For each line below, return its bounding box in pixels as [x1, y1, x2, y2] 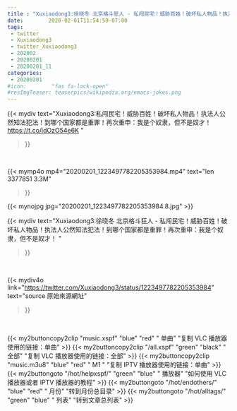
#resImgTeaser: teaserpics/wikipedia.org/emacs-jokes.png [7, 89, 181, 96]
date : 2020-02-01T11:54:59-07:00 [7, 17, 128, 24]
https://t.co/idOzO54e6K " [7, 126, 84, 135]
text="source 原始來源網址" [7, 292, 87, 300]
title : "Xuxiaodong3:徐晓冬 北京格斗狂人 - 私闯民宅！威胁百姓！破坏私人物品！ [7, 10, 224, 18]
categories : [7, 69, 42, 76]
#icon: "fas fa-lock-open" [7, 83, 109, 90]
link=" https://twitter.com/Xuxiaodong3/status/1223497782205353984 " [7, 283, 215, 292]
